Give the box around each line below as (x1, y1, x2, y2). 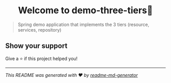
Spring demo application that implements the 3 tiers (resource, (17, 21, 149, 27)
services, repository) (17, 26, 62, 33)
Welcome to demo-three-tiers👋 (18, 5, 153, 16)
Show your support (5, 42, 68, 50)
